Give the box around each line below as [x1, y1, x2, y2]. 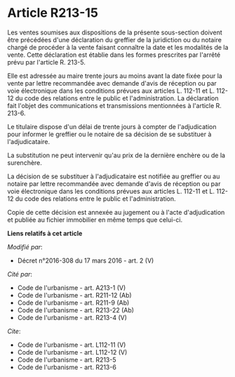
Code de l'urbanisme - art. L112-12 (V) [17, 348, 128, 356]
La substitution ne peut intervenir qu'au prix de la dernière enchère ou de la [7, 151, 226, 159]
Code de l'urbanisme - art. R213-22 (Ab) [17, 305, 135, 314]
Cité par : [7, 270, 33, 278]
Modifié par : [7, 242, 43, 251]
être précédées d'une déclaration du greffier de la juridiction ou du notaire [7, 35, 222, 44]
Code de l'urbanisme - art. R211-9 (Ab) [17, 298, 130, 307]
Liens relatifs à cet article [7, 229, 83, 237]
